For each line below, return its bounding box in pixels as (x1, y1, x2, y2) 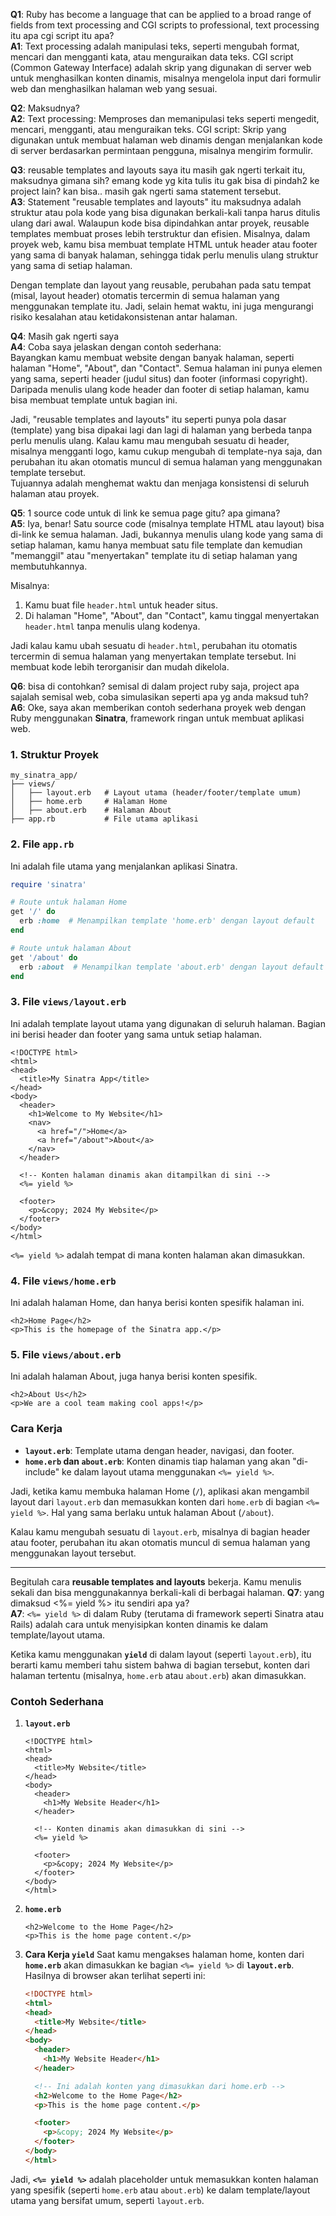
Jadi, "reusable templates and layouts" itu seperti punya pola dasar (10, 414, 287, 425)
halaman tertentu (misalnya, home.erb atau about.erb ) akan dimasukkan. (10, 1669, 307, 1681)
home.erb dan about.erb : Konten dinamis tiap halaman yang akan (24, 1455, 291, 1467)
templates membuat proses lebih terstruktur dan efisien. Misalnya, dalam (10, 228, 311, 239)
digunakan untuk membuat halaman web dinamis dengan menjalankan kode (10, 134, 323, 146)
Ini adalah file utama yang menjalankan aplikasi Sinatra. (10, 860, 238, 872)
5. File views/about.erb (10, 1347, 122, 1361)
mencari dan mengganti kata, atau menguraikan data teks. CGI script (10, 51, 294, 63)
